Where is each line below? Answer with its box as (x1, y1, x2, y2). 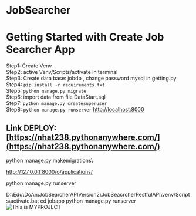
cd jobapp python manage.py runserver (40, 197, 136, 204)
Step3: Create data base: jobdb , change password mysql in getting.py (6, 75, 177, 82)
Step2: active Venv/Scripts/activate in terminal (6, 69, 118, 76)
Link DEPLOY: (6, 123, 57, 133)
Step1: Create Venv (6, 62, 52, 69)
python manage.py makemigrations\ (6, 157, 93, 164)
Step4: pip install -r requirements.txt (6, 81, 106, 88)
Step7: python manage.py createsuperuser (6, 100, 107, 107)
